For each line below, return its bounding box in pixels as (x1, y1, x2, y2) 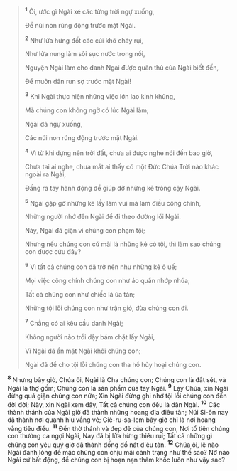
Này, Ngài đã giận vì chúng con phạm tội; (24, 226, 145, 235)
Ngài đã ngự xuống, (24, 120, 83, 128)
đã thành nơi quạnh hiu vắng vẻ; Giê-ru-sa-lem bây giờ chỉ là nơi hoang (7, 416, 216, 424)
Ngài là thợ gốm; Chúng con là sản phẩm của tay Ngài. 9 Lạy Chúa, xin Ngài (7, 383, 228, 392)
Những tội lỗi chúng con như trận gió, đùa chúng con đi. (24, 304, 189, 312)
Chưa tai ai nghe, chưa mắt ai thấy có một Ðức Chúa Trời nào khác (24, 162, 219, 171)
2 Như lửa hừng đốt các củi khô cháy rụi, (24, 35, 144, 45)
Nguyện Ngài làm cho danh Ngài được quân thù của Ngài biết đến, (24, 63, 219, 72)
